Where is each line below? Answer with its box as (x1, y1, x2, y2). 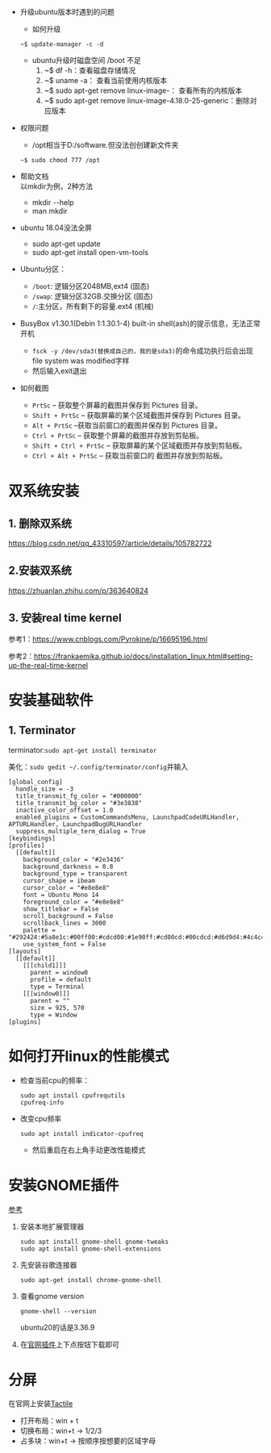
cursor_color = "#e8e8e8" (23, 883, 110, 891)
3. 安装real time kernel (8, 612, 123, 625)
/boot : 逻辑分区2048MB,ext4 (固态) (31, 282, 150, 290)
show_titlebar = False (23, 904, 99, 913)
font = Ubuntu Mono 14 (23, 891, 99, 899)
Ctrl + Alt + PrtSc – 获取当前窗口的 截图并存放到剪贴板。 (31, 451, 227, 460)
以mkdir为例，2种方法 (19, 182, 94, 191)
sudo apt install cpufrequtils (19, 1092, 126, 1100)
